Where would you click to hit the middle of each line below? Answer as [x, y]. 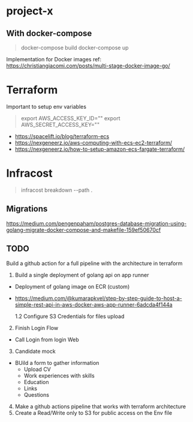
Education [36, 382]
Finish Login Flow [37, 328]
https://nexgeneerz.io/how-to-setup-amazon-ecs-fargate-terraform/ [100, 149]
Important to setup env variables [46, 106]
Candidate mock [35, 351]
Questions [37, 394]
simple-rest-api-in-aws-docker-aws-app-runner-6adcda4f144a [94, 304]
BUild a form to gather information [57, 362]
